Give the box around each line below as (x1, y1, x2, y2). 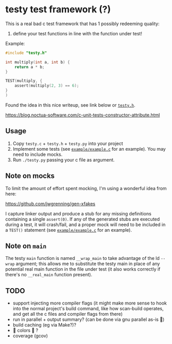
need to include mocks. (12, 151, 63, 157)
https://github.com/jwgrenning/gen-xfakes (5, 200, 95, 207)
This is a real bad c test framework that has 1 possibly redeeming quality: (5, 21, 160, 27)
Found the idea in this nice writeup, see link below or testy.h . (5, 102, 136, 108)
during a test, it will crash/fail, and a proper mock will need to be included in (5, 221, 166, 228)
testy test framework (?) (5, 4, 111, 15)
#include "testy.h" (5, 50, 47, 55)
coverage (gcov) (12, 333, 48, 339)
